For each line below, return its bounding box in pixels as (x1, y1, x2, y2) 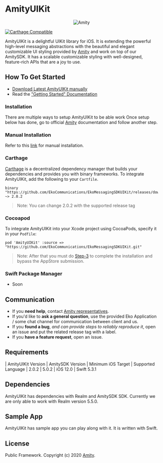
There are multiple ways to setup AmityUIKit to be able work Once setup (5, 114, 149, 120)
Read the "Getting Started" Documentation (12, 91, 98, 97)
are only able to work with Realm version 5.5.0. (5, 398, 98, 404)
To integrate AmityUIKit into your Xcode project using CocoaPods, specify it (5, 225, 157, 231)
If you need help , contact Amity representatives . (12, 309, 109, 314)
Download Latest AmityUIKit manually (12, 86, 88, 92)
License (5, 439, 30, 447)
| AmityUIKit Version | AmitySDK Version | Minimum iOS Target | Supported (5, 361, 155, 367)
